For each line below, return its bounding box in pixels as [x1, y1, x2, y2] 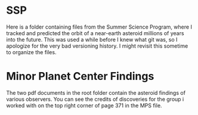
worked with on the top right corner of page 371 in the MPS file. [6, 102, 162, 109]
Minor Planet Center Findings [6, 70, 154, 83]
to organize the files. [6, 48, 57, 55]
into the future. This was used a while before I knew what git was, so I [6, 36, 178, 43]
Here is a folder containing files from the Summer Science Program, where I [6, 23, 193, 30]
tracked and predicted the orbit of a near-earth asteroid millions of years [6, 29, 184, 36]
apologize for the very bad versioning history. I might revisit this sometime [6, 42, 188, 49]
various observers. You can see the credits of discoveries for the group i [6, 95, 184, 102]
